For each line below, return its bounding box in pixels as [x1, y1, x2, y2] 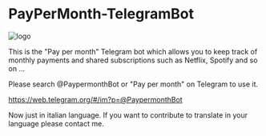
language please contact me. [8, 118, 104, 128]
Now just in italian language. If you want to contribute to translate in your [8, 110, 248, 120]
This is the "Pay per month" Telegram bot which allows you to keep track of [8, 46, 258, 56]
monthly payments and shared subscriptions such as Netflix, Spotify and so [8, 55, 258, 65]
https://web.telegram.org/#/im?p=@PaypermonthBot [8, 94, 183, 104]
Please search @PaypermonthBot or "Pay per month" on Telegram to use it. [8, 79, 259, 89]
